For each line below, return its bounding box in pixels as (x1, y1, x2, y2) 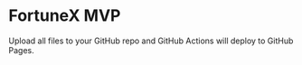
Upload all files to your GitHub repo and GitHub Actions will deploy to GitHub (8, 35, 294, 46)
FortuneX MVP (8, 5, 121, 26)
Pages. (8, 44, 34, 55)
